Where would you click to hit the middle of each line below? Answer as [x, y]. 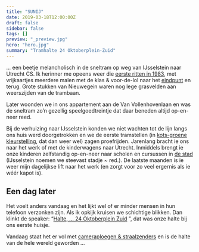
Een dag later [31, 192]
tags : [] [17, 34]
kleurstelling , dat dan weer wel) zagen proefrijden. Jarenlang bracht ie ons [98, 141]
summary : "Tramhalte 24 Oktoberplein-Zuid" [61, 51]
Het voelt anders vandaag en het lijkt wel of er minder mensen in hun [91, 206]
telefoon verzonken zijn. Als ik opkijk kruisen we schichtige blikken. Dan [94, 212]
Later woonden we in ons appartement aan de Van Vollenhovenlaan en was [99, 104]
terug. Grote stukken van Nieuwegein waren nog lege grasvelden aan [91, 86]
